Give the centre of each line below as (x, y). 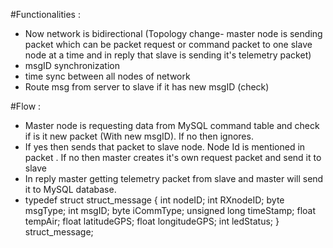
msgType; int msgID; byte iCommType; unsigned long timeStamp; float (170, 210)
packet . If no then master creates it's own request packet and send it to (173, 157)
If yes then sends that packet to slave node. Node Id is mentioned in (165, 147)
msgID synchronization (72, 65)
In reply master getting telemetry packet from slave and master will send (174, 178)
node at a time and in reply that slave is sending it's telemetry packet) (168, 55)
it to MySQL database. (70, 189)
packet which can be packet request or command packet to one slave (168, 44)
